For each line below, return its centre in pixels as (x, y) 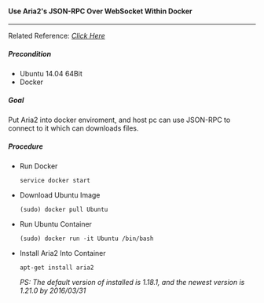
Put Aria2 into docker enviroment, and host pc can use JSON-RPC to (119, 120)
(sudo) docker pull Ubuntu (64, 210)
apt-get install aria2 (57, 268)
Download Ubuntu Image (60, 195)
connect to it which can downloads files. (73, 128)
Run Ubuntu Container (56, 224)
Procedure (26, 146)
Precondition (30, 54)
